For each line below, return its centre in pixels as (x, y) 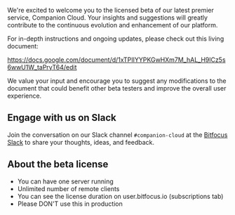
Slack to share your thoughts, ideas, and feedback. (81, 142)
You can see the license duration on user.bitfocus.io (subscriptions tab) (120, 196)
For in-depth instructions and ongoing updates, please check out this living (116, 39)
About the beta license (58, 164)
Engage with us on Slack (62, 118)
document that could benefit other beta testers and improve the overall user (117, 88)
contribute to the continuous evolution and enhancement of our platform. (113, 25)
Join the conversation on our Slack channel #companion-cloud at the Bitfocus (117, 135)
